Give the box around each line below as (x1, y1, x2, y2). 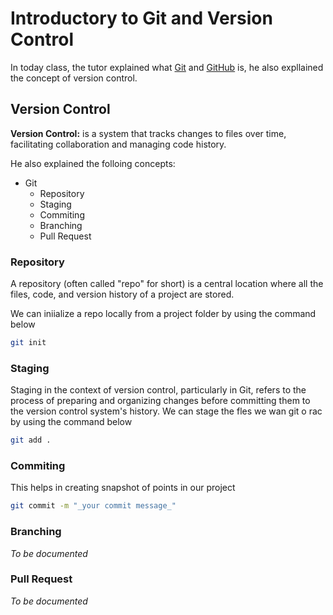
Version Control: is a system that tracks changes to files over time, (10, 127, 287, 139)
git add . (10, 435, 52, 446)
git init (10, 338, 47, 348)
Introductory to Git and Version (10, 7, 273, 30)
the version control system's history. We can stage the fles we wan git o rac (10, 405, 323, 417)
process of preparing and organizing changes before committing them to (10, 395, 311, 407)
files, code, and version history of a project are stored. (10, 288, 235, 301)
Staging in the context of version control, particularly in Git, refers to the (10, 384, 307, 396)
